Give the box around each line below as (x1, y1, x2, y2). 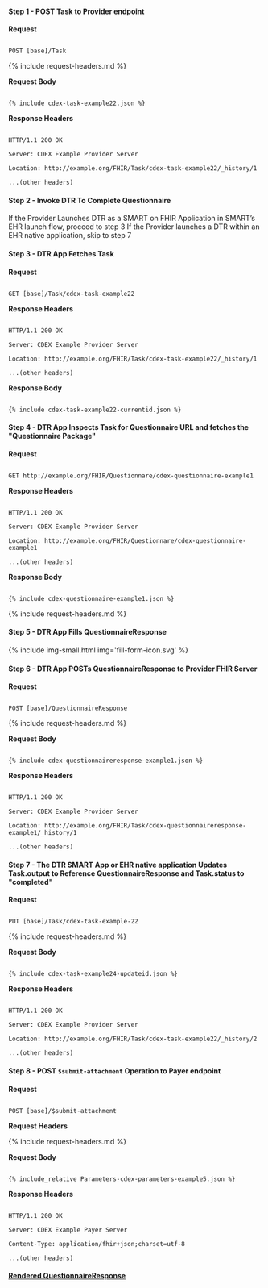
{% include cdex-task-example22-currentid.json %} (8, 406, 182, 414)
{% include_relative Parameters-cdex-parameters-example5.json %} (8, 1174, 236, 1183)
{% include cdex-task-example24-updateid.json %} (8, 970, 179, 978)
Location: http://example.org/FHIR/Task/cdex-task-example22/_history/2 (8, 1035, 258, 1044)
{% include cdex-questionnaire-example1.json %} (8, 594, 175, 602)
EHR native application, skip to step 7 (8, 231, 132, 240)
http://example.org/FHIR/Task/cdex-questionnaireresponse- (43, 822, 247, 830)
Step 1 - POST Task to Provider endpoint (8, 6, 145, 16)
